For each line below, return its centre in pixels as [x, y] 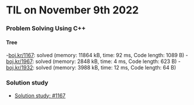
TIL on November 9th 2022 [72, 10]
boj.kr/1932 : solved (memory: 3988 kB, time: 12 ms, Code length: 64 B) [91, 68]
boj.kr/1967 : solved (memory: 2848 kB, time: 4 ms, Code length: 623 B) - [94, 61]
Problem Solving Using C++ [46, 29]
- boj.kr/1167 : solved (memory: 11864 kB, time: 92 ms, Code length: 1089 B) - [97, 55]
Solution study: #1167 [40, 95]
